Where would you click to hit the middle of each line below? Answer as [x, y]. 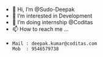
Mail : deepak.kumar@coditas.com [55, 44]
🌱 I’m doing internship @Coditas [52, 22]
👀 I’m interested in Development [52, 16]
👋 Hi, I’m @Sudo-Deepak [43, 9]
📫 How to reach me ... [40, 29]
